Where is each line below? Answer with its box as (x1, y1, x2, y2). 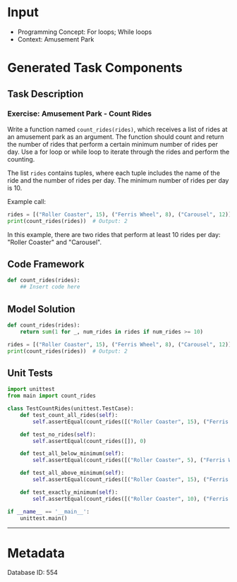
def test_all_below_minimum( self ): (20, 450, 125, 457)
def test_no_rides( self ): (20, 431, 97, 438)
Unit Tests (7, 367, 53, 379)
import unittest (7, 386, 55, 393)
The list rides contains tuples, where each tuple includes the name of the (7, 169, 221, 177)
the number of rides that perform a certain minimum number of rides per (7, 140, 219, 148)
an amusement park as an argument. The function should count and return (7, 132, 224, 141)
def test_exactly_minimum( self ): (20, 488, 119, 496)
